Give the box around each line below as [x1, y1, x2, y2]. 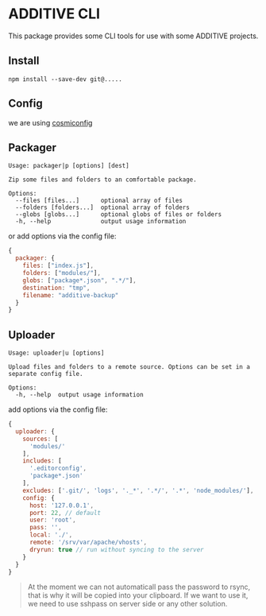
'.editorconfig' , [29, 464, 87, 473]
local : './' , [29, 531, 73, 539]
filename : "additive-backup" [22, 291, 119, 299]
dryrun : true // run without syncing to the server [29, 545, 204, 553]
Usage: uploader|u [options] [8, 349, 105, 358]
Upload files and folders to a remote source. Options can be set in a [8, 363, 250, 371]
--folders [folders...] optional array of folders [15, 203, 191, 211]
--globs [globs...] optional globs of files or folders [15, 211, 222, 219]
